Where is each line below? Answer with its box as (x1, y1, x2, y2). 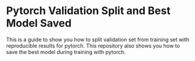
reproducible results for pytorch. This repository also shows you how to (6, 42, 180, 49)
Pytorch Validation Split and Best (6, 4, 171, 18)
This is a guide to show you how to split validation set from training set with (6, 36, 190, 43)
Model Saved (6, 16, 72, 30)
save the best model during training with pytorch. (6, 48, 126, 55)
